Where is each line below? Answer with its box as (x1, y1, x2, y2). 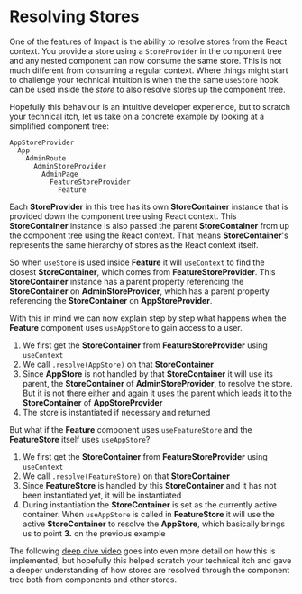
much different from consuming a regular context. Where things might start (9, 65, 288, 76)
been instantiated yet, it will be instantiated (22, 489, 182, 500)
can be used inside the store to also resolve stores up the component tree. (9, 84, 286, 95)
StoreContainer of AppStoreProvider (22, 397, 163, 407)
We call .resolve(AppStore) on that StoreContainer (22, 359, 215, 370)
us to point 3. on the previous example (22, 527, 166, 538)
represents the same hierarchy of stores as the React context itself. (9, 239, 259, 250)
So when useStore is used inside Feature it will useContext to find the (9, 257, 265, 268)
